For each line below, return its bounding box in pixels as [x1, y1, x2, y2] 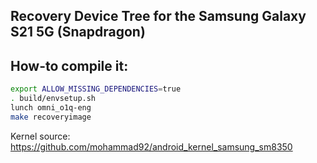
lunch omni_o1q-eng [10, 102, 92, 113]
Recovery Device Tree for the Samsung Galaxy [10, 8, 307, 25]
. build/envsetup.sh [10, 94, 97, 104]
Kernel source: [10, 130, 71, 142]
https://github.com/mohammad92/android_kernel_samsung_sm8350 [10, 140, 293, 153]
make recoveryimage [10, 112, 92, 122]
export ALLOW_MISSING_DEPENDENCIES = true [10, 84, 182, 94]
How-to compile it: [10, 57, 129, 74]
